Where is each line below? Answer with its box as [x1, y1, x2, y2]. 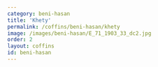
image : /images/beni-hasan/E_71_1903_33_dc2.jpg [7, 29, 152, 37]
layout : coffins [7, 43, 55, 50]
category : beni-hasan [7, 10, 71, 17]
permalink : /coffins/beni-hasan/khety [7, 23, 120, 30]
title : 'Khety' [7, 17, 52, 24]
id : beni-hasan [7, 50, 52, 57]
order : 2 [7, 36, 33, 43]
